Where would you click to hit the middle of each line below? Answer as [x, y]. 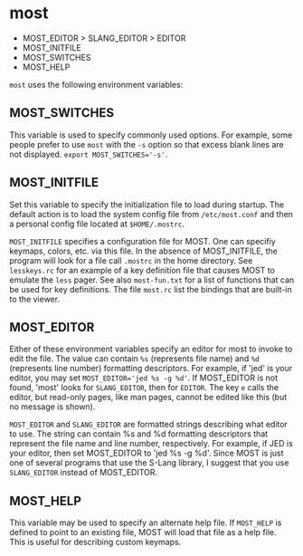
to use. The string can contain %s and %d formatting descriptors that [139, 434]
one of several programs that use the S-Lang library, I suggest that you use [149, 463]
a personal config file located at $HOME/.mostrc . [97, 224]
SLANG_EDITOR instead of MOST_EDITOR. [84, 473]
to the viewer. [35, 299]
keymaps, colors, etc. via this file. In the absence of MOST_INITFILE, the [143, 251]
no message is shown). [52, 407]
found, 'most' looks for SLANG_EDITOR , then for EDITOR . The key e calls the [144, 388]
